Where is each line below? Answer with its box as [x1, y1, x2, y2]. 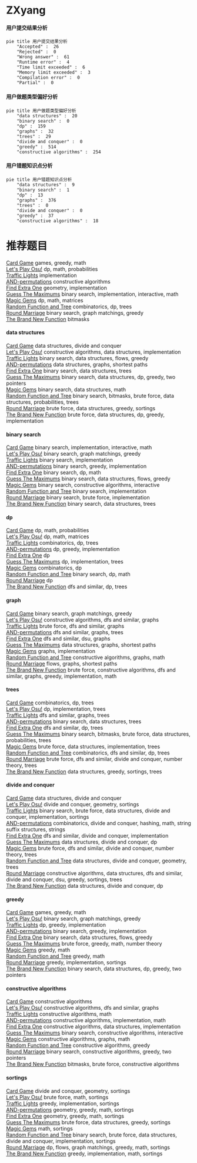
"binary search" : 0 [16, 118, 69, 124]
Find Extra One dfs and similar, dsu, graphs [6, 635, 111, 642]
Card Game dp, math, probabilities [6, 527, 89, 534]
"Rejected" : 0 [16, 49, 57, 55]
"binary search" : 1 [16, 187, 69, 193]
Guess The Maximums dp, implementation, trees [6, 558, 123, 565]
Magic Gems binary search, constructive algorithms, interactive [6, 482, 160, 489]
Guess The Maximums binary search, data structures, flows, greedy [6, 475, 171, 482]
